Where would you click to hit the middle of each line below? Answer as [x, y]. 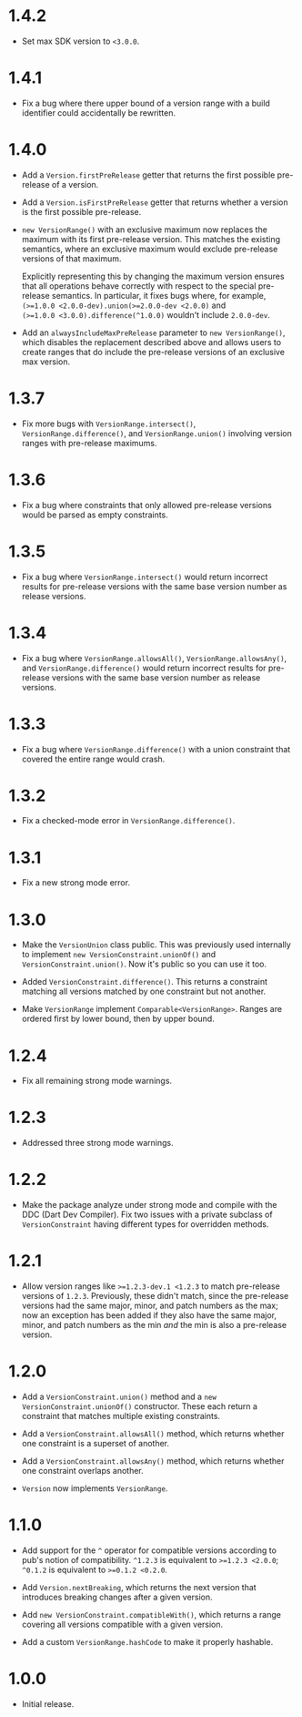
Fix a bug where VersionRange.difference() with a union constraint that [156, 749]
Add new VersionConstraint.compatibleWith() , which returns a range [151, 1614]
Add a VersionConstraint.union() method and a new [119, 1396]
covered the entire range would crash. [93, 759]
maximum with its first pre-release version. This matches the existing [151, 239]
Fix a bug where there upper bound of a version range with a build [146, 103]
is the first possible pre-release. [81, 211]
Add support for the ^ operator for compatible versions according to [149, 1550]
